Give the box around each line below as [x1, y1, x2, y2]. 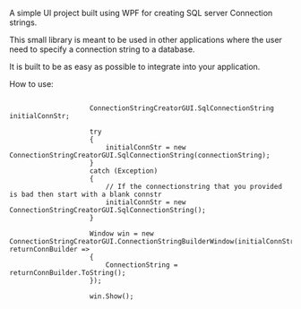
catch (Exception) [89, 167, 159, 176]
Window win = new [89, 229, 154, 238]
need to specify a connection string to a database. [9, 44, 195, 55]
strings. [9, 17, 38, 28]
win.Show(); [89, 292, 134, 301]
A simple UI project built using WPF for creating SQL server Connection [9, 8, 273, 18]
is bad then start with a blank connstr [9, 190, 163, 199]
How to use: [9, 79, 54, 89]
